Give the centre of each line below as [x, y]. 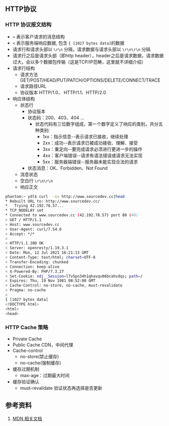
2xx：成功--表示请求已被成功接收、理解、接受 [90, 143]
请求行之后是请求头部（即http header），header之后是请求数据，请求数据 [88, 55]
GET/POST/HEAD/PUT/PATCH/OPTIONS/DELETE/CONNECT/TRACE [90, 80]
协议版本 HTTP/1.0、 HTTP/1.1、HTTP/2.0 [63, 92]
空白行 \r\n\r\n [36, 180]
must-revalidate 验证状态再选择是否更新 [61, 388]
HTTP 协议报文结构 [28, 25]
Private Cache [27, 339]
